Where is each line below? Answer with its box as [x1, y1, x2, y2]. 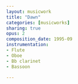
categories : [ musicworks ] [6, 20, 70, 25]
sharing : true [6, 25, 41, 31]
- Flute [6, 47, 25, 53]
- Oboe [6, 53, 22, 59]
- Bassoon [6, 63, 31, 70]
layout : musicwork [6, 8, 51, 15]
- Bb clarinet [6, 58, 41, 64]
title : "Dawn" [6, 14, 41, 20]
